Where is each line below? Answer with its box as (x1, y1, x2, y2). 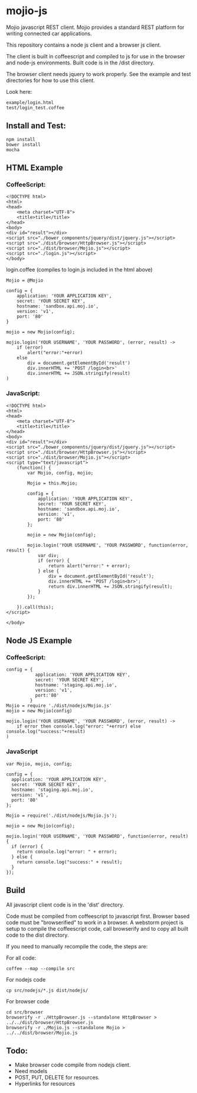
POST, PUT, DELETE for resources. (14, 1074, 100, 1081)
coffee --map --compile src (6, 966, 75, 971)
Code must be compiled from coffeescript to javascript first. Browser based (6, 912, 190, 919)
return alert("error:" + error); (48, 562, 131, 569)
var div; (37, 552, 60, 558)
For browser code (6, 997, 50, 1004)
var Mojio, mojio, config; (6, 761, 73, 767)
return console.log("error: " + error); (17, 849, 117, 855)
